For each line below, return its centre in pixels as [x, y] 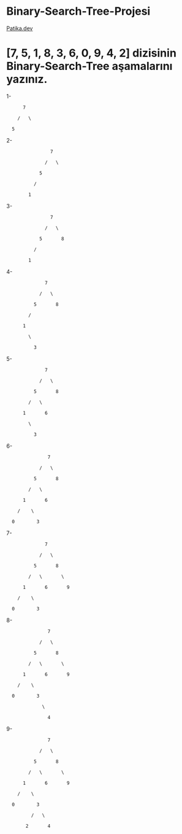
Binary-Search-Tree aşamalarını [89, 66]
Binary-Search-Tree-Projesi [78, 11]
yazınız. [27, 80]
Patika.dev [20, 28]
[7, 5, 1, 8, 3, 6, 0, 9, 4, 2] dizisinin [91, 53]
